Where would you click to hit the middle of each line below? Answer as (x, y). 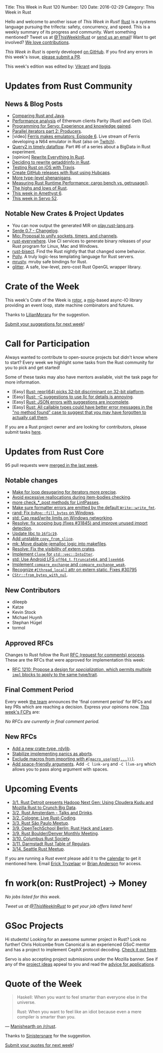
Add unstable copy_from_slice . (43, 539)
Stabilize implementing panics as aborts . (52, 754)
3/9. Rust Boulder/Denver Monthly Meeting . (56, 833)
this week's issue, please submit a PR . (43, 57)
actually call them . (30, 417)
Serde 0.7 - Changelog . (35, 230)
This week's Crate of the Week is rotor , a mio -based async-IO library (74, 300)
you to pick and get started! (33, 368)
